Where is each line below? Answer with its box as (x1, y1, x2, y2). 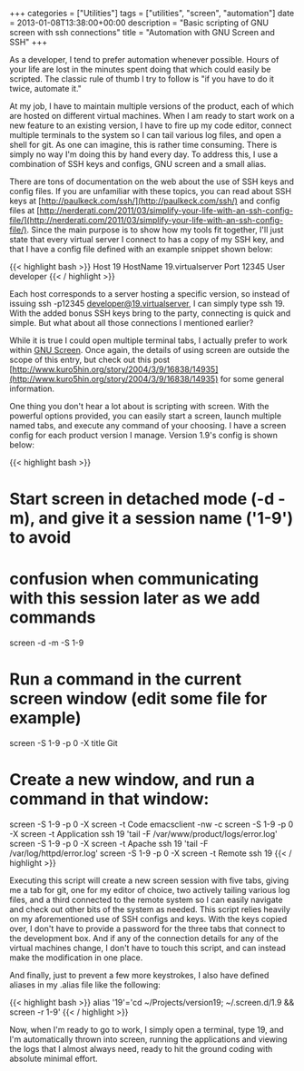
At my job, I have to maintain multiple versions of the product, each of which (9, 101, 295, 112)
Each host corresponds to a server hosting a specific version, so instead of (9, 289, 290, 299)
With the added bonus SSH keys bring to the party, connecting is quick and (9, 308, 291, 319)
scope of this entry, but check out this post (9, 354, 171, 365)
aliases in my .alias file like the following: (9, 979, 161, 990)
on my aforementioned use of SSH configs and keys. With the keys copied (9, 914, 288, 924)
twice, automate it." (9, 84, 82, 93)
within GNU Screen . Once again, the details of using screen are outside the (9, 345, 290, 355)
